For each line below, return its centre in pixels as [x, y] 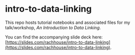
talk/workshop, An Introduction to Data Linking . [53, 27]
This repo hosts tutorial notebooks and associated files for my [68, 22]
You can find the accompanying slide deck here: [54, 37]
